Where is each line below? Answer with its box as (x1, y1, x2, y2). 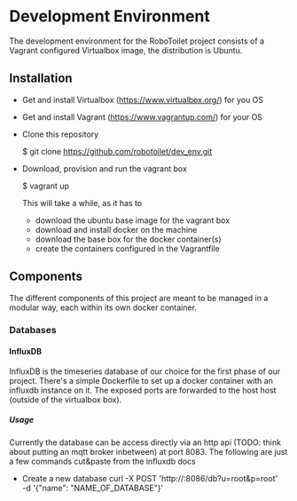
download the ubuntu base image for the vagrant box (35, 215, 231, 226)
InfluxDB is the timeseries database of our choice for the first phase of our (9, 366, 281, 377)
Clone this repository (21, 129, 99, 139)
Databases (9, 324, 57, 337)
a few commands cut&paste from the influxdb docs (9, 456, 197, 466)
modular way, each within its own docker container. (9, 302, 198, 313)
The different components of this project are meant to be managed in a (9, 292, 269, 303)
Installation (9, 71, 73, 86)
